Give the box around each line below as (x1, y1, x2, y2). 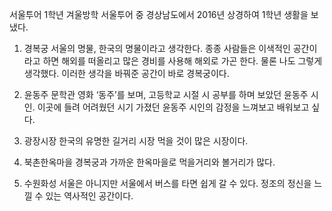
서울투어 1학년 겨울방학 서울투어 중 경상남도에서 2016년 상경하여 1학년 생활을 (9, 9, 309, 20)
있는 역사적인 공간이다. (45, 190, 134, 202)
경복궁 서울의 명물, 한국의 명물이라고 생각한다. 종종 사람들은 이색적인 (23, 43, 291, 54)
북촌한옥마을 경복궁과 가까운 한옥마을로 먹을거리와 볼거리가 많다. (23, 156, 276, 168)
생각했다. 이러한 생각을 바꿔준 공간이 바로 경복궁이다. (23, 68, 230, 79)
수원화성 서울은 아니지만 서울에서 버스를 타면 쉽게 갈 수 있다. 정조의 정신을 (23, 178, 312, 189)
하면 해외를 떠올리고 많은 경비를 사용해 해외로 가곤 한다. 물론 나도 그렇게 (42, 55, 323, 67)
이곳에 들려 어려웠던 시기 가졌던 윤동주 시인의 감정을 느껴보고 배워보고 (37, 101, 310, 113)
